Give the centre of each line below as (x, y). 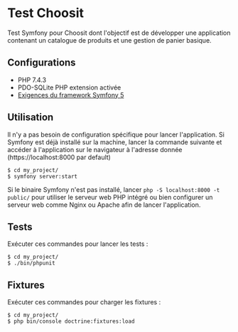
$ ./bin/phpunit (31, 263)
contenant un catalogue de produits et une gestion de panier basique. (109, 40)
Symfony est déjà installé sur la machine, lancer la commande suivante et (115, 142)
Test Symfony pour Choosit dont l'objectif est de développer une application (119, 33)
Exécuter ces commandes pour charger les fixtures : (84, 302)
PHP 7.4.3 (32, 80)
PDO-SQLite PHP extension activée (69, 87)
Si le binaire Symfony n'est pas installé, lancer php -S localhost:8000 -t (114, 189)
